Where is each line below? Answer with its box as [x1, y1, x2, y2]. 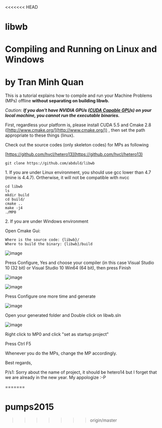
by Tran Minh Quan [5, 76, 84, 88]
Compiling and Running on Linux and [5, 44, 157, 55]
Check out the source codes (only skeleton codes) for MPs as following [5, 142, 149, 148]
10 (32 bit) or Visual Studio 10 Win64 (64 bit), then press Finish [5, 265, 131, 271]
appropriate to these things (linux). [5, 132, 75, 139]
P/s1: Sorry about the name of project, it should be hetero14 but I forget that [5, 369, 157, 375]
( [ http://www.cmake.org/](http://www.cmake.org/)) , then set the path [5, 127, 145, 133]
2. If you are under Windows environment [5, 218, 89, 224]
